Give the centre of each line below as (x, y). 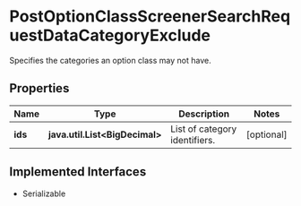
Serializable (44, 193)
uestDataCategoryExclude (110, 35)
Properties (39, 88)
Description (204, 114)
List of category (203, 129)
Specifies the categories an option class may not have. (111, 60)
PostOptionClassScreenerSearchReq (150, 17)
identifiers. (193, 140)
